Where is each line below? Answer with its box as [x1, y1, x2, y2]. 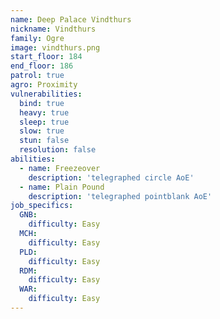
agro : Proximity [10, 80, 78, 90]
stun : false [19, 136, 70, 146]
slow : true [19, 126, 65, 136]
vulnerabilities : [10, 89, 83, 99]
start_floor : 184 [10, 52, 83, 62]
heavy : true [19, 107, 70, 118]
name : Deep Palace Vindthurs [10, 14, 132, 25]
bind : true [19, 98, 65, 108]
